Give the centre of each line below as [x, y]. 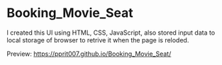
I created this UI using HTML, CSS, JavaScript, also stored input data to [111, 32]
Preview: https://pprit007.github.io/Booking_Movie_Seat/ [89, 54]
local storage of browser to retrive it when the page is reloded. [98, 40]
